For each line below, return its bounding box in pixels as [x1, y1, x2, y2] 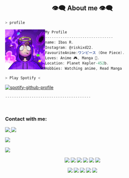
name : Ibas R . [45, 40, 74, 45]
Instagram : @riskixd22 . [45, 45, 94, 50]
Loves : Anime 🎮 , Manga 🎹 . [45, 56, 100, 60]
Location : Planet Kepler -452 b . [45, 60, 109, 65]
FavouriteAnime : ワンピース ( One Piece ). [45, 51, 125, 56]
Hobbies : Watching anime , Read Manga [45, 66, 122, 71]
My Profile [45, 30, 67, 34]
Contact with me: [5, 116, 47, 122]
